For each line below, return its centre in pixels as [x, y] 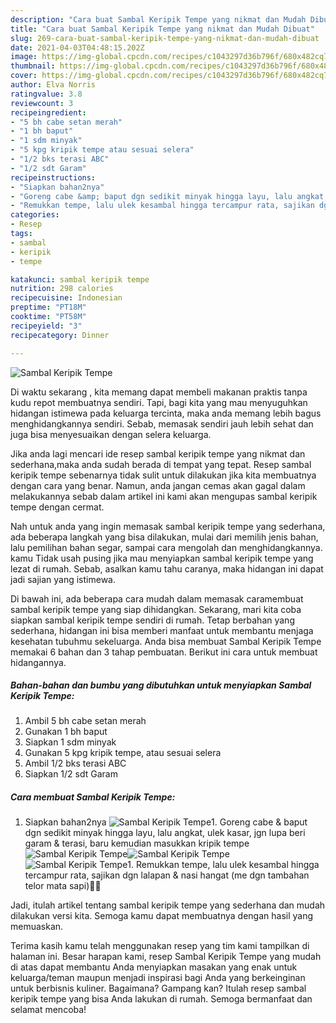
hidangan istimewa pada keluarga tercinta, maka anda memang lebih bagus [166, 413]
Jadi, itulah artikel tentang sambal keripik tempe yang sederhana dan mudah [168, 905]
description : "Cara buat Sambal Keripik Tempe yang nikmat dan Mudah [158, 19]
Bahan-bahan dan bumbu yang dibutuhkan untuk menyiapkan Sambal [161, 685]
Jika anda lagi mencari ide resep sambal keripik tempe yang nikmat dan [158, 453]
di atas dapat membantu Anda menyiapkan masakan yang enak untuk [154, 967]
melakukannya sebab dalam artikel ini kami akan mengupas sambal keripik [164, 496]
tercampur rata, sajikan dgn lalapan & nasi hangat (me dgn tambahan [167, 875]
